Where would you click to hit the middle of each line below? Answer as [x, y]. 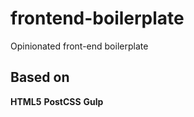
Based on [40, 77]
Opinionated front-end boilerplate [79, 46]
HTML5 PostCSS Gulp [57, 101]
